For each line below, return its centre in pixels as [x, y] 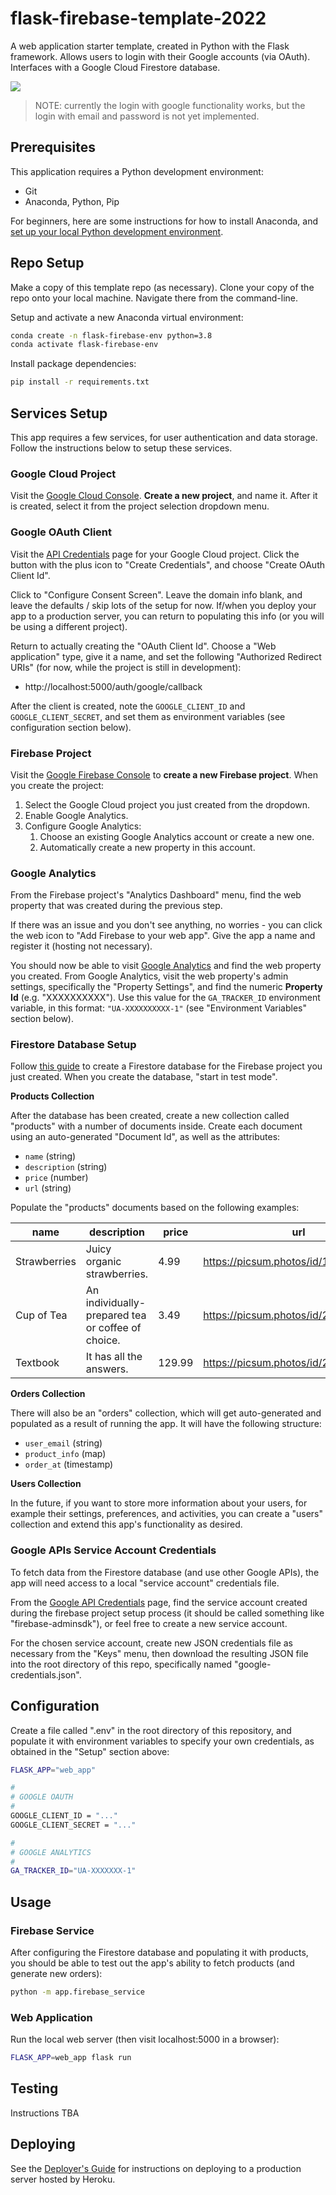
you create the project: [57, 785]
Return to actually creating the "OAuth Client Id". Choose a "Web [143, 646]
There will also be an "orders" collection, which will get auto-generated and [166, 1413]
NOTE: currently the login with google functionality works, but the [170, 105]
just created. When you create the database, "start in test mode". [144, 1077]
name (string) [50, 1156]
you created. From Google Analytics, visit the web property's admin [149, 976]
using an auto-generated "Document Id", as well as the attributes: [145, 1137]
